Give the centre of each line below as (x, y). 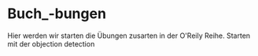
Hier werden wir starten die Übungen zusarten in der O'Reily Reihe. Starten (129, 35)
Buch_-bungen (57, 14)
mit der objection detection (51, 43)
